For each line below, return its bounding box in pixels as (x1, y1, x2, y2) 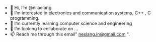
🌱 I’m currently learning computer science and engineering (10, 20, 132, 26)
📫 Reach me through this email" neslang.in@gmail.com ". (10, 31, 130, 37)
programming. (10, 15, 40, 21)
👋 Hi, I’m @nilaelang (10, 5, 52, 10)
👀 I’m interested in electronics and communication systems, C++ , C (10, 10, 151, 16)
